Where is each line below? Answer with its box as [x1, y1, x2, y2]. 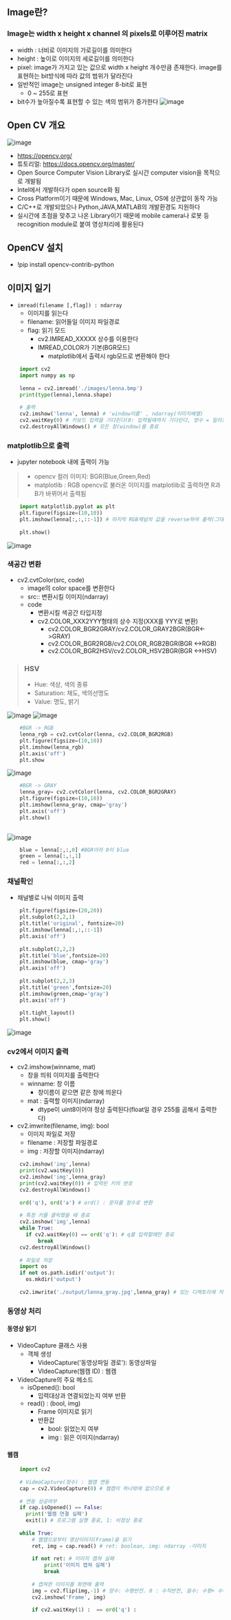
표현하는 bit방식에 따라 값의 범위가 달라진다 [16, 72, 133, 80]
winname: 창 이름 [27, 1080, 76, 1088]
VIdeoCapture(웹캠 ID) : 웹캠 [37, 1367, 117, 1375]
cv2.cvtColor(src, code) [16, 576, 85, 584]
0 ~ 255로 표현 [27, 89, 69, 97]
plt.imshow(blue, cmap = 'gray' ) [19, 959, 109, 965]
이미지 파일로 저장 [27, 1130, 76, 1138]
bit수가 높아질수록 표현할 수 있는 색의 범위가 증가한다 [16, 97, 159, 105]
